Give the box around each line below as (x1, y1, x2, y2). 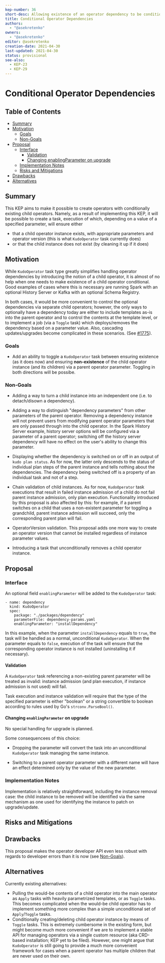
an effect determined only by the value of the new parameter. (12, 765, 137, 771)
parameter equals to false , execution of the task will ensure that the (5, 640, 143, 646)
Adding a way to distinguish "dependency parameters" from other (12, 407, 146, 413)
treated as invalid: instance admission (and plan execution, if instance (5, 679, 146, 684)
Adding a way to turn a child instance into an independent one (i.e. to (12, 393, 152, 399)
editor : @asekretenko (5, 39, 50, 44)
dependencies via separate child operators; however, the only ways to (5, 304, 147, 310)
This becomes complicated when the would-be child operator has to (12, 901, 151, 906)
